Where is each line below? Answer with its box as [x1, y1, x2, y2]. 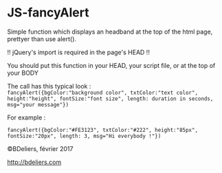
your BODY [7, 69, 39, 77]
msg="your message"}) [7, 101, 69, 108]
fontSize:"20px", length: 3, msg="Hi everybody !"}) [7, 132, 162, 139]
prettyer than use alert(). [7, 34, 77, 43]
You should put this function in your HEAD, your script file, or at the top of [7, 61, 216, 69]
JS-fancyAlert [7, 5, 89, 21]
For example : [7, 113, 46, 122]
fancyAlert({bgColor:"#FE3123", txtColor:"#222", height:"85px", [7, 126, 198, 133]
